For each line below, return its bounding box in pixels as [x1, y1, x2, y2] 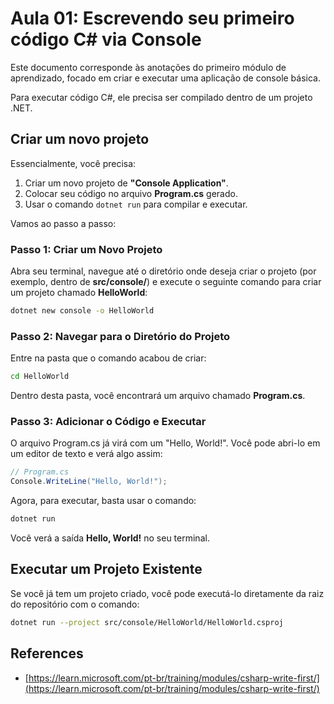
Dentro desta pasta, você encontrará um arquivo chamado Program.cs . [10, 390, 306, 402]
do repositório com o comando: [10, 598, 140, 610]
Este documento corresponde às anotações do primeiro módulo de [10, 61, 287, 73]
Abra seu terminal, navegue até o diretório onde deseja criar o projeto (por [10, 265, 317, 277]
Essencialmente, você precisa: [10, 157, 137, 169]
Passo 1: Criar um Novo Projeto [10, 242, 163, 256]
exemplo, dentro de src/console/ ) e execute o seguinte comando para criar [10, 276, 322, 288]
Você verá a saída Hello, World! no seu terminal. [10, 532, 210, 544]
